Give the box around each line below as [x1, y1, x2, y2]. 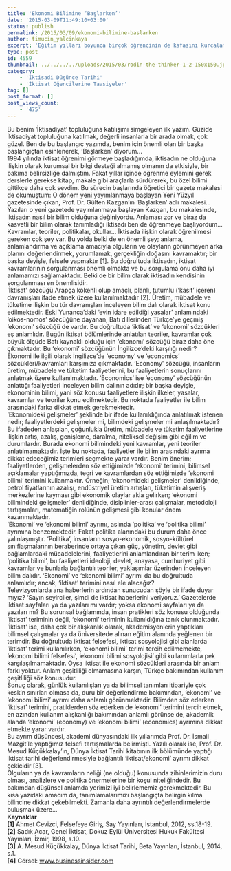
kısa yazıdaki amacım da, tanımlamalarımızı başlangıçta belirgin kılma [7, 790, 203, 799]
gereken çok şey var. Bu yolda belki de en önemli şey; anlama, [7, 235, 184, 243]
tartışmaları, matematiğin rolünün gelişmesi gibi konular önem [7, 505, 181, 514]
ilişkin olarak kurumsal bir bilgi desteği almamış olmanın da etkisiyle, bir [7, 161, 209, 169]
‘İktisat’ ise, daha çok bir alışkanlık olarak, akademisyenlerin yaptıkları [7, 622, 203, 631]
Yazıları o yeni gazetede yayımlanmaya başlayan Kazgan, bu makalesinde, [7, 205, 217, 213]
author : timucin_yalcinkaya [7, 36, 88, 43]
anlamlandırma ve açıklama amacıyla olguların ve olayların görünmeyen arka [7, 242, 223, 250]
